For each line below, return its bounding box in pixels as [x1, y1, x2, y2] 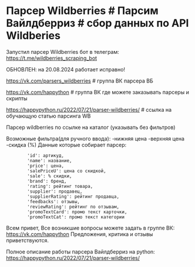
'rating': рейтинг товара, [27, 183, 93, 189]
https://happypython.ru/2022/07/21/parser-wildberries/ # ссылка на [6, 106, 172, 113]
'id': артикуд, [27, 152, 65, 159]
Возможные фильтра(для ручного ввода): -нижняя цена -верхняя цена [6, 135, 185, 142]
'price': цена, [27, 163, 65, 169]
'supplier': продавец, [27, 189, 83, 194]
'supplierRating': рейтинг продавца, [27, 193, 119, 200]
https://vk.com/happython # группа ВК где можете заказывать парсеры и [6, 88, 189, 95]
